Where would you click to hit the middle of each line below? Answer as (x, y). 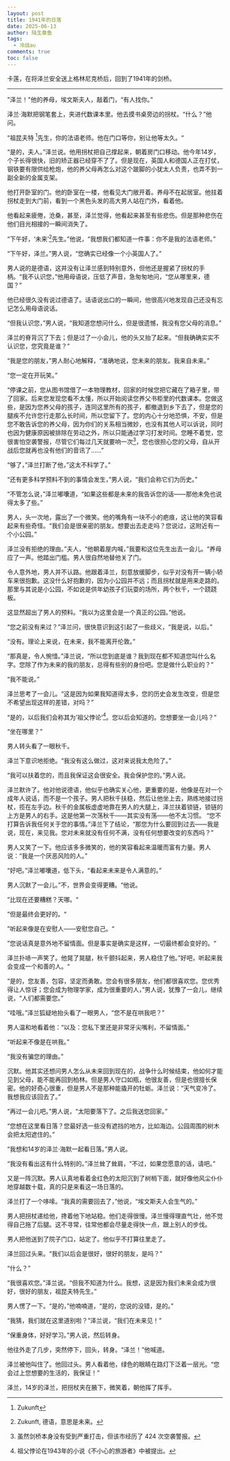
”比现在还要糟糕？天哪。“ (43, 900)
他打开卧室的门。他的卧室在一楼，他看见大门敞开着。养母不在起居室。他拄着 (115, 192)
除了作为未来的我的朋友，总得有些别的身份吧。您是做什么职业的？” (119, 664)
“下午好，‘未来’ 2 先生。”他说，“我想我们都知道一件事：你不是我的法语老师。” (112, 239)
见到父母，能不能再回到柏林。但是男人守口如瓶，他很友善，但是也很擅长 (109, 1080)
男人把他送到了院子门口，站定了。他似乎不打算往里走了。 (88, 1239)
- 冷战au (25, 45)
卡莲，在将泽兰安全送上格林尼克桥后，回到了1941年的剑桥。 (91, 78)
